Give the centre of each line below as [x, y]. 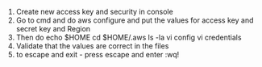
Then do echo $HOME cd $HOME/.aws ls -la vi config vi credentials [129, 37]
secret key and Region [53, 29]
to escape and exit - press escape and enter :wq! [98, 54]
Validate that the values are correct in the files [92, 46]
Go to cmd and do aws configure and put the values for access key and [135, 20]
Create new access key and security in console [94, 12]
